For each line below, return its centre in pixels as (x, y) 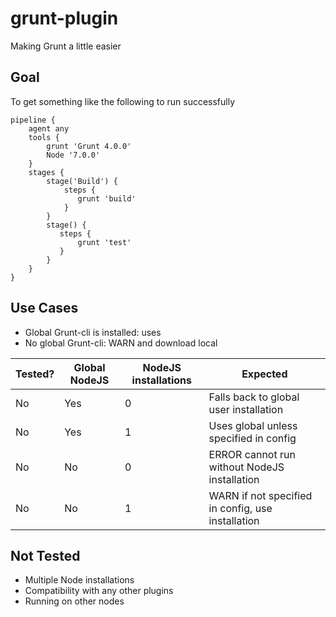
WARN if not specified (260, 495)
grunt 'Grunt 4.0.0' (89, 146)
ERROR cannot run (252, 454)
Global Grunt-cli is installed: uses (93, 332)
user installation (246, 409)
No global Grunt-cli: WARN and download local (121, 343)
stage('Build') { (82, 181)
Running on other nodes (74, 601)
